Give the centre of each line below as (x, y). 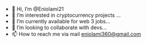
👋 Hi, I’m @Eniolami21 (38, 9)
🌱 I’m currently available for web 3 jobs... (61, 21)
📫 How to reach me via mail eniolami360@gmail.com (76, 34)
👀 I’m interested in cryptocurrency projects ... (66, 15)
